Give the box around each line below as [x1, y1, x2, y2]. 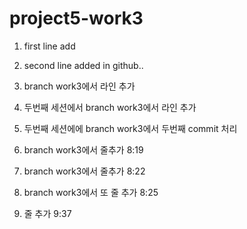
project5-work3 [9, 7, 144, 30]
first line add [23, 40, 76, 52]
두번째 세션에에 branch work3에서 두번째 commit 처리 [23, 122, 238, 134]
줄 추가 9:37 [23, 207, 72, 219]
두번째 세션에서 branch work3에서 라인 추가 [23, 101, 197, 113]
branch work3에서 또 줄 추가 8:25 [23, 186, 159, 198]
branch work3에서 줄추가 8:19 [23, 143, 144, 156]
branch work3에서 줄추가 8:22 [23, 165, 146, 177]
